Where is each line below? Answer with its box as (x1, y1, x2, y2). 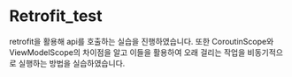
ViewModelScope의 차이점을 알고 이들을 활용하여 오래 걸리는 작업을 (9, 46, 246, 58)
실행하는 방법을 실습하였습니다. (18, 58, 126, 68)
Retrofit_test (9, 6, 104, 26)
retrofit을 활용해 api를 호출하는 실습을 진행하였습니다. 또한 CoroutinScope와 (9, 36, 274, 46)
